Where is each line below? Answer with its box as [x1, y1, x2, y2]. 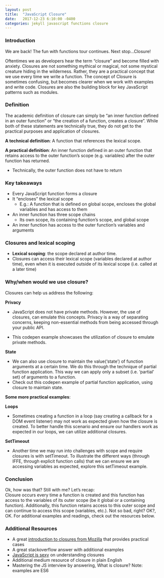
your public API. [12, 324, 45, 330]
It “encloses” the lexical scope [12, 196, 73, 202]
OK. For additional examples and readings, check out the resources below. [5, 513, 155, 519]
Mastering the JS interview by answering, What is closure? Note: [12, 562, 143, 568]
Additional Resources [5, 525, 57, 532]
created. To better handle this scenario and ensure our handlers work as [12, 423, 158, 429]
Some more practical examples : [5, 394, 71, 400]
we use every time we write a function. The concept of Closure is [5, 73, 137, 79]
